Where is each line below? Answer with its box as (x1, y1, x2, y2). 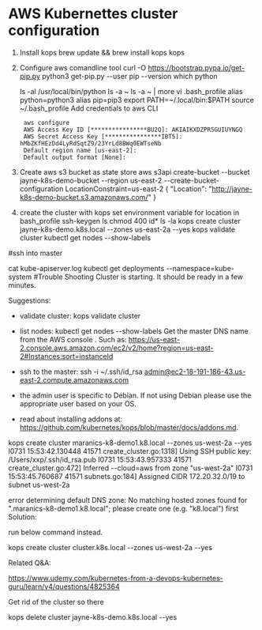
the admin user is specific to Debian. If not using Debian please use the (19, 390, 252, 400)
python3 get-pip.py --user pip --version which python (42, 71, 219, 81)
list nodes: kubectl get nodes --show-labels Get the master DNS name (19, 326, 249, 336)
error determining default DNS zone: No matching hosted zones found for (8, 495, 248, 504)
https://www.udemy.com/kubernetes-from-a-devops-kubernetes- (8, 573, 223, 583)
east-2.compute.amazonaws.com (19, 375, 129, 384)
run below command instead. (8, 527, 103, 537)
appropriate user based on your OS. (19, 398, 137, 408)
